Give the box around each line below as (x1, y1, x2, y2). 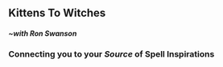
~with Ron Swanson (8, 28, 77, 38)
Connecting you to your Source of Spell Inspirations (8, 49, 215, 60)
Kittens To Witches (8, 6, 106, 20)
